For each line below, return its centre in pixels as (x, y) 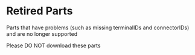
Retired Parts (40, 11)
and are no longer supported (42, 33)
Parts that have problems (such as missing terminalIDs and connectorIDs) (98, 27)
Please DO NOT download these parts (53, 45)
